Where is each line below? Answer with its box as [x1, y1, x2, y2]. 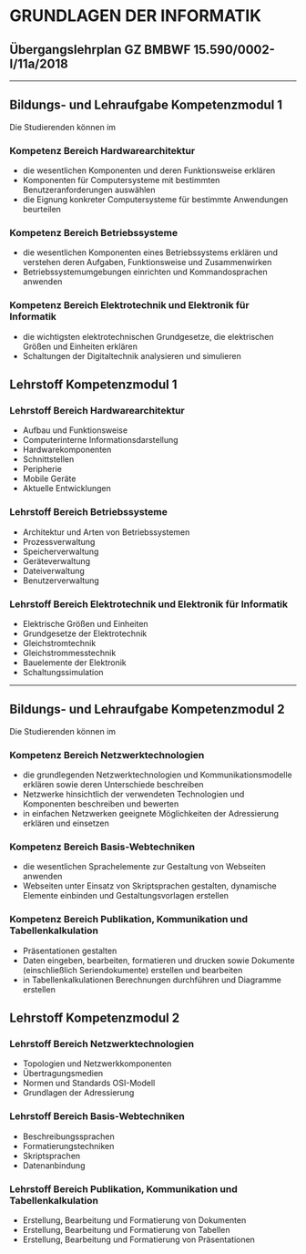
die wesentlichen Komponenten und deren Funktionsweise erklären [22, 165, 276, 176]
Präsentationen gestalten [22, 945, 117, 956]
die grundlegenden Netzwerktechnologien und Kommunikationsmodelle [22, 769, 293, 780]
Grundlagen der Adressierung [22, 1087, 135, 1098]
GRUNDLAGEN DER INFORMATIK [9, 5, 262, 26]
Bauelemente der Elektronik [22, 657, 127, 668]
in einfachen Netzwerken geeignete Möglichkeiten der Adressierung [22, 808, 280, 819]
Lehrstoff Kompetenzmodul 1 [9, 377, 178, 393]
